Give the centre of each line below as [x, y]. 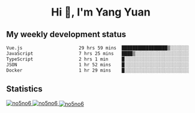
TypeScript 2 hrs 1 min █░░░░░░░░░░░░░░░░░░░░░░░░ [97, 59]
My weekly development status [66, 34]
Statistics [25, 89]
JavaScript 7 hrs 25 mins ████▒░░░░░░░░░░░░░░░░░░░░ [97, 53]
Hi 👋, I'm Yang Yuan [101, 12]
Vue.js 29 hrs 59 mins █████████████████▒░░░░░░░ [97, 48]
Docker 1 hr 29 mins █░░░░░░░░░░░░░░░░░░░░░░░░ [97, 70]
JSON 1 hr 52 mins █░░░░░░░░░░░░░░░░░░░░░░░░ [97, 65]
